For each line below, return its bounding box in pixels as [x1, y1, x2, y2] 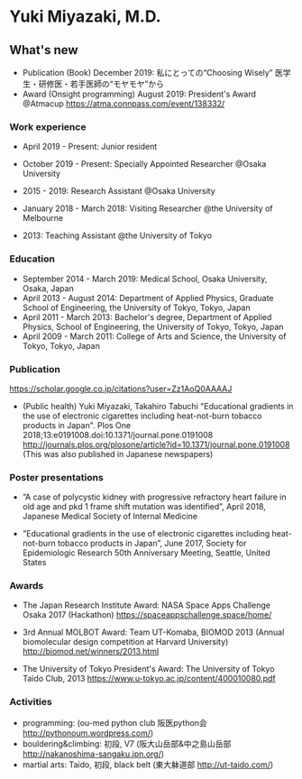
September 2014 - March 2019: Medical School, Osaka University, [22, 273, 268, 284]
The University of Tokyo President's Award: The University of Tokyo [22, 664, 275, 674]
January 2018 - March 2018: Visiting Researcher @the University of [22, 203, 273, 214]
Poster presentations [9, 471, 104, 483]
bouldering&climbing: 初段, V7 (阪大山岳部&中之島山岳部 [22, 738, 232, 749]
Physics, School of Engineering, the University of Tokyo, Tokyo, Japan [22, 321, 284, 332]
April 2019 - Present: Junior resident [22, 142, 158, 152]
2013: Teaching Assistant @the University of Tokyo [22, 230, 213, 241]
